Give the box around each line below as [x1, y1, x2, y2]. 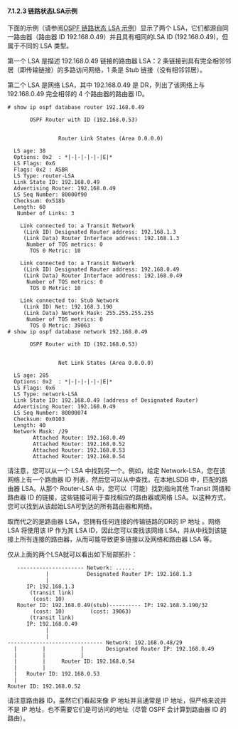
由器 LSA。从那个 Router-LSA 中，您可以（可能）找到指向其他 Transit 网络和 [7, 485, 232, 493]
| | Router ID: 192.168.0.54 [13, 658, 135, 666]
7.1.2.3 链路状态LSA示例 [7, 6, 78, 15]
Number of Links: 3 [16, 210, 75, 217]
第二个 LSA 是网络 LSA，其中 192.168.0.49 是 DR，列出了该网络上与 [7, 81, 205, 89]
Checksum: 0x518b [13, 197, 65, 205]
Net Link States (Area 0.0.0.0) [58, 360, 154, 367]
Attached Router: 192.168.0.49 [33, 435, 126, 442]
